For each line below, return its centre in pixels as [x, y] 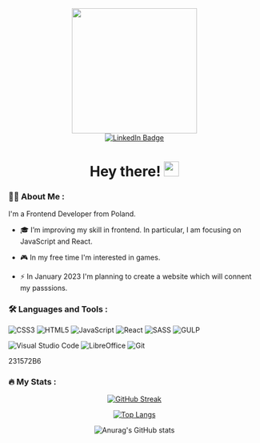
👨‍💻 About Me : [37, 197]
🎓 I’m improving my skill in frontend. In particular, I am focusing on [130, 230]
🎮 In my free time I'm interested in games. [90, 258]
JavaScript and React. [56, 242]
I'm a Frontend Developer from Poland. [72, 214]
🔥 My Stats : [32, 381]
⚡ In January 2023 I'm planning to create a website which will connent [136, 276]
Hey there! [125, 172]
